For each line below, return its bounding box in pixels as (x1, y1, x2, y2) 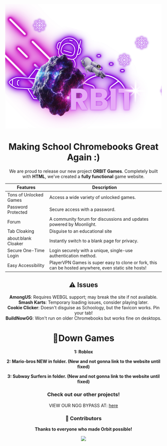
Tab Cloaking (7, 228, 35, 234)
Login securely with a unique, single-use (49, 247, 133, 253)
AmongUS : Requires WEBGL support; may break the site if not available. (9, 294, 158, 300)
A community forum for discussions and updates (49, 216, 149, 222)
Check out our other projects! (47, 391, 120, 398)
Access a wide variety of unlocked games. (49, 194, 136, 200)
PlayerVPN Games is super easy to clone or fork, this (49, 260, 158, 266)
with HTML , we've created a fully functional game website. (22, 173, 145, 179)
